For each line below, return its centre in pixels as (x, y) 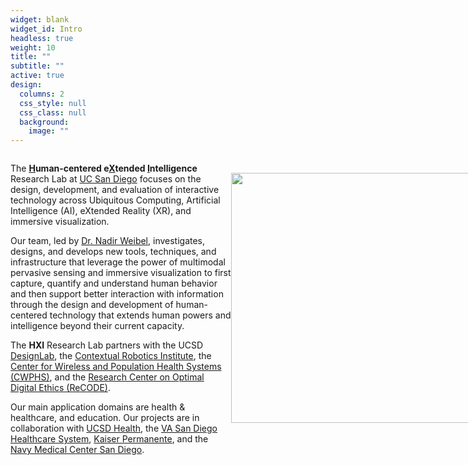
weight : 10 (33, 47)
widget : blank (40, 19)
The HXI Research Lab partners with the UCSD (107, 345)
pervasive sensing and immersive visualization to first (121, 273)
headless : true (42, 38)
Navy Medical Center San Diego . (77, 450)
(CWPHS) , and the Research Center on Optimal (107, 377)
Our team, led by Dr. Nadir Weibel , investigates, (108, 241)
